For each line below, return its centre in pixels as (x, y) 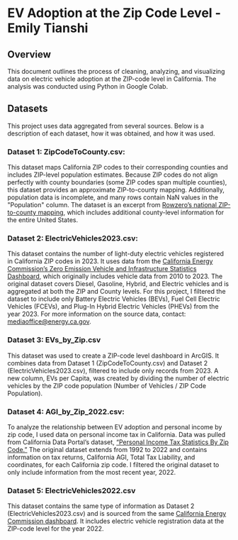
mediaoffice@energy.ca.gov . (50, 321)
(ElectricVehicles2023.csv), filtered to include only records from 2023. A (113, 370)
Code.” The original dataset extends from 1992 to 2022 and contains (107, 450)
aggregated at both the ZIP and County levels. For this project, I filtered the (117, 292)
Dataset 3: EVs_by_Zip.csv (54, 340)
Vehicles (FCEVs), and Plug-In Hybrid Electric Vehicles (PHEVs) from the (113, 307)
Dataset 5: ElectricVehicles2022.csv (72, 490)
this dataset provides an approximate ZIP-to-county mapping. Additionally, (116, 190)
